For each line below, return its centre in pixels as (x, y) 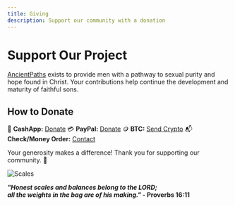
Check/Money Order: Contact (51, 139)
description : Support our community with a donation (86, 20)
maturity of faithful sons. (43, 89)
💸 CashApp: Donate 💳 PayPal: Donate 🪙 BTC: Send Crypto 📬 (100, 129)
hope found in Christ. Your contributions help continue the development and (118, 82)
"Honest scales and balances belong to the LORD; (82, 188)
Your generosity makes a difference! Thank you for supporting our (103, 153)
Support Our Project (67, 55)
